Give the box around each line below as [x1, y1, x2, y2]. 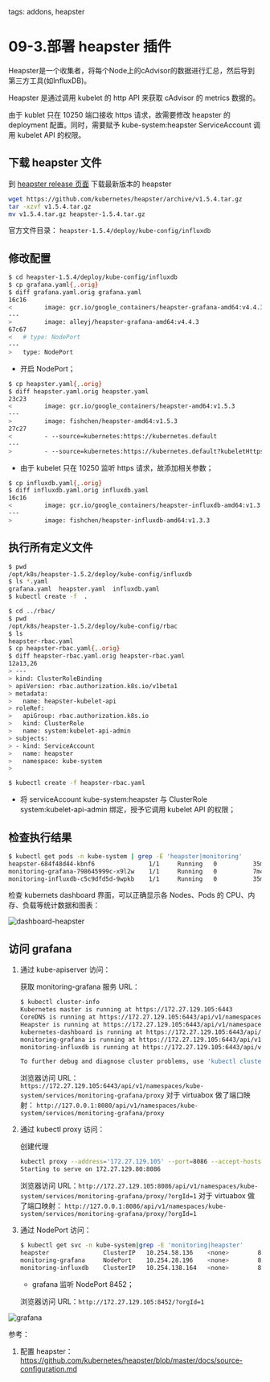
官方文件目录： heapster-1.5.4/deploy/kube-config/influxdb [8, 226, 211, 235]
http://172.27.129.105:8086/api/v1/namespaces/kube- [78, 1182, 259, 1190]
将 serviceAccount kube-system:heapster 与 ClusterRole [19, 795, 207, 804]
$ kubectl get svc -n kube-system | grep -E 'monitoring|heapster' [19, 1241, 243, 1249]
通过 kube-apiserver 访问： [19, 965, 111, 974]
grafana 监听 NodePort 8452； [31, 1279, 134, 1289]
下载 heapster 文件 [8, 156, 102, 170]
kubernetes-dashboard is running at [19, 1027, 143, 1036]
